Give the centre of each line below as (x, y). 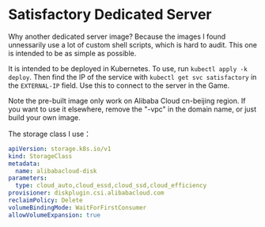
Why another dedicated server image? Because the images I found (117, 36)
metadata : (25, 164)
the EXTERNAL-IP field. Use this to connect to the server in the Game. (119, 85)
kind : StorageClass (40, 156)
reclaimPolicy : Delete (45, 201)
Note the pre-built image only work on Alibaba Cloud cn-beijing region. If (127, 100)
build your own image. (44, 117)
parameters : (28, 178)
